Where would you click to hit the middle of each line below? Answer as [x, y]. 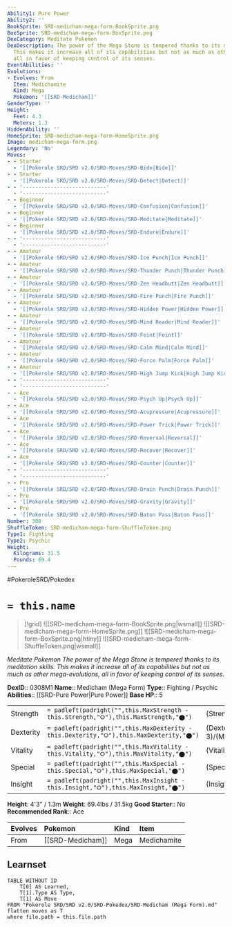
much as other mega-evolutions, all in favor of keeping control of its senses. [116, 674]
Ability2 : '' [26, 20]
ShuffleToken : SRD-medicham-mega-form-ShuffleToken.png [89, 527]
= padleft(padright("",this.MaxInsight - [116, 780]
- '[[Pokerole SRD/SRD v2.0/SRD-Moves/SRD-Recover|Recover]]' [105, 451]
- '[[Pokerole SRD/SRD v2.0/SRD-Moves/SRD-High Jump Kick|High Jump [114, 373]
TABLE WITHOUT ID [32, 881]
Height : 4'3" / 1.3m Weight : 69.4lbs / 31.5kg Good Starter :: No [96, 804]
